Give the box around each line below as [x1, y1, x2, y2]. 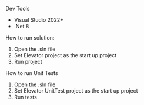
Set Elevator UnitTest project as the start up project [14, 87, 139, 94]
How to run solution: [5, 34, 55, 41]
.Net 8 [14, 23, 29, 29]
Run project [14, 58, 42, 65]
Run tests [14, 94, 38, 100]
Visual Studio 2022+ [14, 17, 64, 23]
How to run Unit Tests [5, 70, 58, 76]
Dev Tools [5, 5, 30, 12]
